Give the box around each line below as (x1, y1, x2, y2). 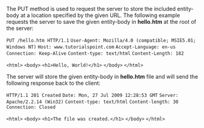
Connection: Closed (6, 104, 56, 110)
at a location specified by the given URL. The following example (20, 12, 180, 19)
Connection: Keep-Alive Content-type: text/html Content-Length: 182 (6, 51, 185, 57)
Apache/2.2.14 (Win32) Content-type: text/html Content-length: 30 (6, 99, 178, 105)
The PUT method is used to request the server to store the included (6, 5, 176, 12)
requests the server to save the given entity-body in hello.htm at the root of (6, 18, 197, 25)
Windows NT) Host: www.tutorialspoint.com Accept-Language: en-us (6, 44, 176, 50)
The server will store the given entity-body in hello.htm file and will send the (6, 73, 199, 80)
